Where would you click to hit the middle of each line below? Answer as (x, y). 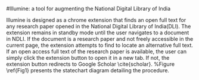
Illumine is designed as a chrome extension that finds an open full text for (96, 20)
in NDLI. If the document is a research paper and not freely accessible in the (100, 39)
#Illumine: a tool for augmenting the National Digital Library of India (88, 9)
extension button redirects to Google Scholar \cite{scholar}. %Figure (90, 64)
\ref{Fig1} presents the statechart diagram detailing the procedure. (88, 70)
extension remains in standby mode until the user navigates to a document (98, 33)
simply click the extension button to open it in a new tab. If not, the (88, 58)
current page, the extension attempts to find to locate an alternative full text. (100, 45)
